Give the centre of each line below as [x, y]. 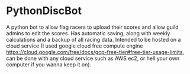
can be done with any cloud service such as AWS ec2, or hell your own [93, 58]
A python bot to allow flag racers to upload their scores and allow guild [92, 27]
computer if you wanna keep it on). [49, 64]
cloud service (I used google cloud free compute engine [75, 46]
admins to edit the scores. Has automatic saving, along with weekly [88, 33]
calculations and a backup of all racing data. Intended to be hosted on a [94, 39]
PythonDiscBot [44, 11]
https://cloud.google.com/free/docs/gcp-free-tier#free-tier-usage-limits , [95, 52]
